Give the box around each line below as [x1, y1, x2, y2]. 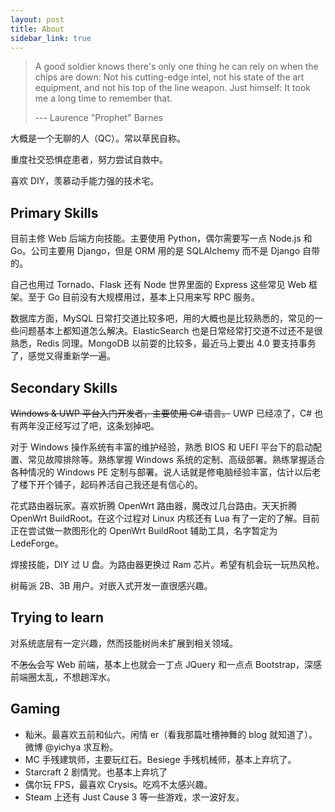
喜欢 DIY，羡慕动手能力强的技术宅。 [10, 175, 160, 187]
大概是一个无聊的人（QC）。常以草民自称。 [10, 132, 186, 145]
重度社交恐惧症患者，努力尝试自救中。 [10, 154, 168, 166]
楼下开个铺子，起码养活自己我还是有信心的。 [18, 479, 203, 490]
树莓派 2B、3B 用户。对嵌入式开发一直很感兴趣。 [10, 580, 213, 591]
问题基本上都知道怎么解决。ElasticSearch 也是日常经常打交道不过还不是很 [18, 325, 323, 337]
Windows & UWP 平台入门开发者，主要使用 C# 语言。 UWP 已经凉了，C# [10, 407, 313, 419]
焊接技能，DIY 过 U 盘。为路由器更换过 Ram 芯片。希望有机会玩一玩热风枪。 [10, 559, 325, 570]
